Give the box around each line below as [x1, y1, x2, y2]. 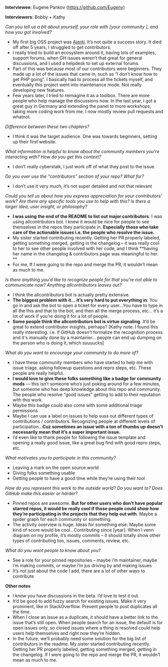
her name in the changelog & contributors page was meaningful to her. [12, 251, 159, 256]
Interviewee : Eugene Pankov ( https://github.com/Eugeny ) [5, 5, 125, 10]
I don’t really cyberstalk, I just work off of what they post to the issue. [12, 164, 155, 169]
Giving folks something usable [12, 470, 75, 476]
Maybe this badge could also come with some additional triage [12, 403, 142, 408]
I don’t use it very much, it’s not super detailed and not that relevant [12, 183, 152, 189]
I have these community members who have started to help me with [12, 360, 153, 365]
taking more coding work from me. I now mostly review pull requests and [12, 108, 163, 114]
